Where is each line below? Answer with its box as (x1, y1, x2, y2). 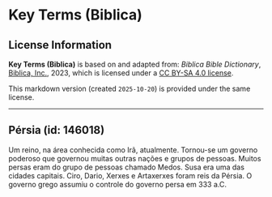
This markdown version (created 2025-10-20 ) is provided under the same (8, 84, 251, 93)
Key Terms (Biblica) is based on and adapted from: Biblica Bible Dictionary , (8, 59, 261, 69)
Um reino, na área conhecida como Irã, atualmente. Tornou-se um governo (8, 144, 258, 155)
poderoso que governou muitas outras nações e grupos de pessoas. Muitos (8, 153, 261, 163)
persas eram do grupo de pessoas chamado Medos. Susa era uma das (8, 162, 245, 172)
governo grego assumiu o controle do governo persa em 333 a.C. (8, 179, 227, 189)
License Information (8, 38, 112, 52)
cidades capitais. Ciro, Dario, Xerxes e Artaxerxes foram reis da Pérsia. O (8, 170, 253, 180)
